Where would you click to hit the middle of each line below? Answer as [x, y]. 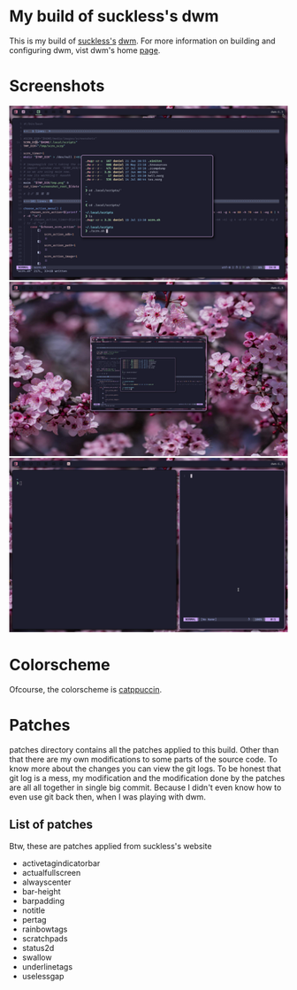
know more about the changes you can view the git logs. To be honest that [145, 769]
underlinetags [47, 966]
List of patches [51, 825]
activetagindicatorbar [61, 863]
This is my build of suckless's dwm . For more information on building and [142, 41]
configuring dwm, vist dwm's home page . [85, 50]
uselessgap [43, 976]
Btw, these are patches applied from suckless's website [110, 846]
